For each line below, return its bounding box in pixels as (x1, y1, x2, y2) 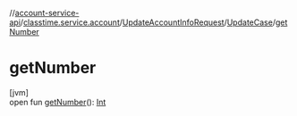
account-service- (14, 8, 80, 18)
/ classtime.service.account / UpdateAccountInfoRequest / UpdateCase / (20, 17, 276, 28)
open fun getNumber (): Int (9, 96, 106, 107)
